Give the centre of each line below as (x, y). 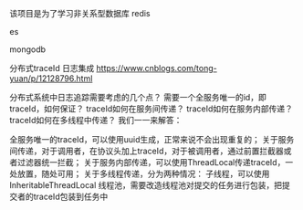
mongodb (28, 49)
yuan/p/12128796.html (51, 79)
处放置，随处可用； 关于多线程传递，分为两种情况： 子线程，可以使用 (140, 173)
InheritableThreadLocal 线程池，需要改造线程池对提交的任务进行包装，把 (146, 185)
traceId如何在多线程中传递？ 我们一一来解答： (96, 120)
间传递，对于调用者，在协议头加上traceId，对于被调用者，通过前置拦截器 (147, 151)
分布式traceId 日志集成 (52, 68)
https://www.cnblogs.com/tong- (157, 68)
